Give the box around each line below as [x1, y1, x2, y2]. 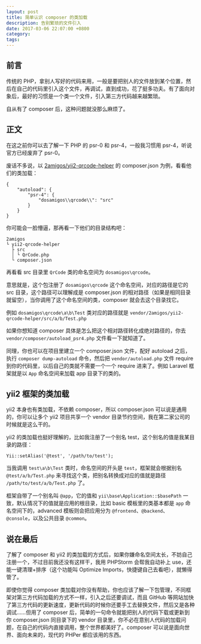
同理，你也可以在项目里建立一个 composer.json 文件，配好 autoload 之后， [6, 347, 191, 354]
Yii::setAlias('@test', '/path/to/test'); [6, 453, 114, 459]
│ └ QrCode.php [11, 251, 50, 258]
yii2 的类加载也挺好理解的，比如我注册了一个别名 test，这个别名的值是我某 [6, 433, 190, 441]
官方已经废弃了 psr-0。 [6, 149, 63, 156]
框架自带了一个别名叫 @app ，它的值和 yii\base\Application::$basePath [6, 492, 182, 499]
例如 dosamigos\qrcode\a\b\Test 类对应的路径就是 [6, 308, 129, 316]
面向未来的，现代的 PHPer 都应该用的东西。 [16, 631, 124, 639]
